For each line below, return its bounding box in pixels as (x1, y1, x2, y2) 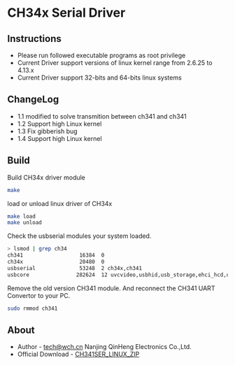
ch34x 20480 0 (7, 258, 105, 265)
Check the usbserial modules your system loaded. (7, 232, 152, 240)
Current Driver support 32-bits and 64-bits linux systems (17, 73, 182, 82)
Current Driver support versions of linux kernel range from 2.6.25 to (17, 59, 213, 67)
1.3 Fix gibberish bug (17, 127, 78, 135)
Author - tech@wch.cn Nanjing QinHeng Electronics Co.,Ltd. (17, 343, 192, 351)
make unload (7, 219, 42, 226)
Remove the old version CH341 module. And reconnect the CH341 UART (7, 284, 215, 292)
